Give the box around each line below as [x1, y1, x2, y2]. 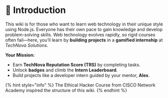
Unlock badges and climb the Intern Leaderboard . [12, 67, 118, 73]
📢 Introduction [5, 4, 66, 16]
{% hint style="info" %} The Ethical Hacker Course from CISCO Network [5, 82, 156, 88]
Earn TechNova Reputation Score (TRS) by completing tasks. [12, 61, 141, 67]
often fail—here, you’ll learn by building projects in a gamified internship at [5, 37, 163, 43]
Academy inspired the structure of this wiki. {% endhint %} [5, 87, 127, 93]
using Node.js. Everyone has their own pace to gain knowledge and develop [5, 26, 163, 32]
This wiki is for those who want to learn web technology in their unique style [5, 21, 163, 27]
